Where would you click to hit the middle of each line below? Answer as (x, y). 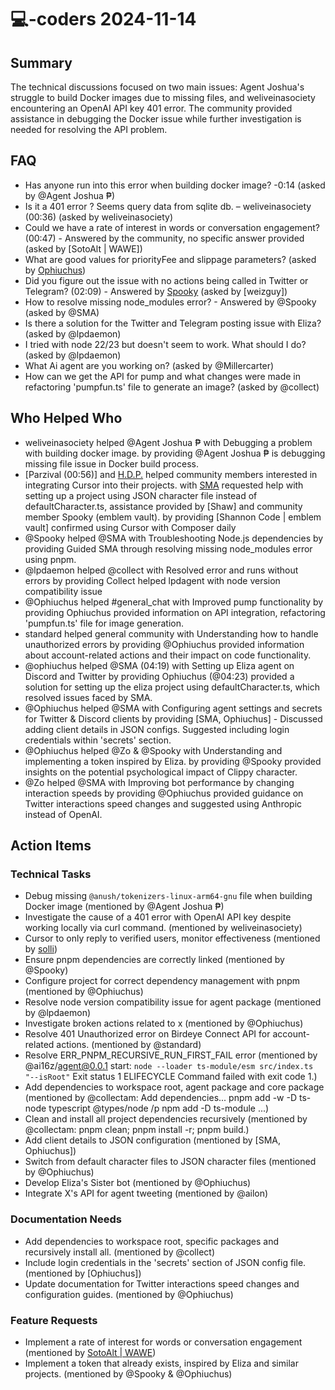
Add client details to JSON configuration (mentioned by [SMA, (153, 1140)
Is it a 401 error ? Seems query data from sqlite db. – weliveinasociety (168, 206)
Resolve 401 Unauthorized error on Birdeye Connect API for (147, 1034)
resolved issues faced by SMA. (88, 697)
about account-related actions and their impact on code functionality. (168, 655)
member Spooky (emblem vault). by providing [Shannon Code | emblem (173, 517)
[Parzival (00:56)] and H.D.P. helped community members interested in (171, 474)
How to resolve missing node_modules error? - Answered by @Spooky (170, 302)
